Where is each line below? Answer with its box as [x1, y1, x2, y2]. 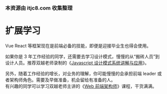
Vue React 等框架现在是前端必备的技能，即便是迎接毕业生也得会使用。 [5, 42, 151, 49]
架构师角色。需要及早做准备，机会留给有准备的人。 [9, 77, 116, 83]
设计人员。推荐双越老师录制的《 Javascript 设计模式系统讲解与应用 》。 [5, 60, 149, 66]
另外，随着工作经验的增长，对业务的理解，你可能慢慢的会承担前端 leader [5, 70, 156, 76]
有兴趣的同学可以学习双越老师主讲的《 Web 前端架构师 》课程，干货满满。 [5, 83, 157, 89]
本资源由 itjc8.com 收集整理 [5, 4, 73, 11]
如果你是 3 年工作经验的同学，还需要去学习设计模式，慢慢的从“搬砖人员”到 [5, 53, 160, 59]
